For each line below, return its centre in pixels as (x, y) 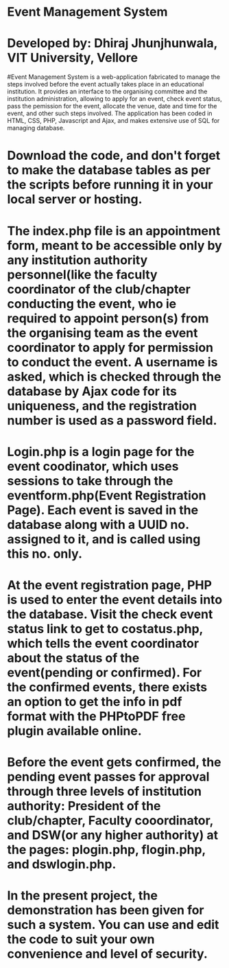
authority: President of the (84, 806)
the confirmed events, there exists (107, 687)
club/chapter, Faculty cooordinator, (110, 821)
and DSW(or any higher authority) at (112, 835)
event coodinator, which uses (93, 466)
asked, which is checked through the (114, 376)
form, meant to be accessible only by (115, 245)
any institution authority (77, 260)
